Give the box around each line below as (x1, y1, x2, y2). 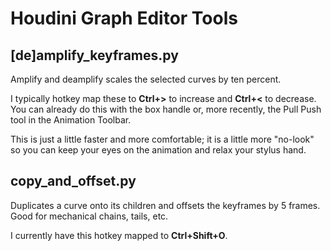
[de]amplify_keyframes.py (10, 47, 179, 64)
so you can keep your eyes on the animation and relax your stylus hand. (10, 144, 307, 156)
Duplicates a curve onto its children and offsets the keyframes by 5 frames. (10, 199, 321, 211)
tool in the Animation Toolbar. (10, 114, 132, 126)
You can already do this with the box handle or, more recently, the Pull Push (10, 103, 322, 115)
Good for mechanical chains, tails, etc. (10, 210, 169, 222)
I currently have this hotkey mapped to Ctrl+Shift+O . (10, 229, 228, 241)
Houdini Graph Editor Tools (10, 7, 238, 30)
